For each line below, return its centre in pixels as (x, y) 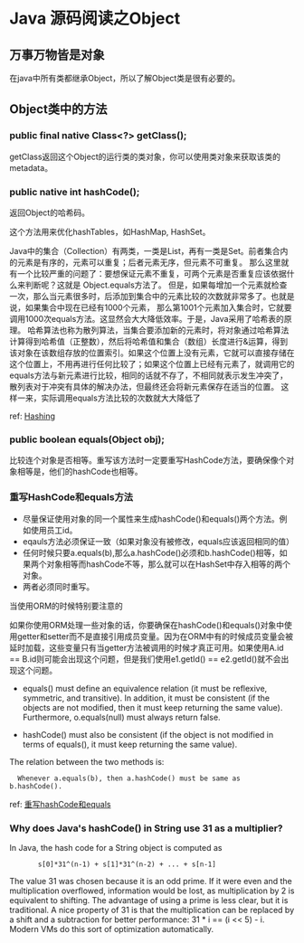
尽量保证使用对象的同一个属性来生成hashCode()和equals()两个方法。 (151, 519)
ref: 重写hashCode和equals (60, 804)
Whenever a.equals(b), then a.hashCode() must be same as (129, 778)
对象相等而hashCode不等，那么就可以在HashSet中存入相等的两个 (169, 564)
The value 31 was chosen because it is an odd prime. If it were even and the (151, 881)
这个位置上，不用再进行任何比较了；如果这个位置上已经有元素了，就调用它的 (152, 363)
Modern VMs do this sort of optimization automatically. (112, 929)
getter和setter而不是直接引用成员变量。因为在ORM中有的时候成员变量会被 (155, 636)
